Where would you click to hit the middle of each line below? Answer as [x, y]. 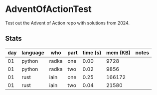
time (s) [92, 52]
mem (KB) [118, 52]
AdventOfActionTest [48, 9]
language [33, 52]
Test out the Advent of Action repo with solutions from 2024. [68, 23]
